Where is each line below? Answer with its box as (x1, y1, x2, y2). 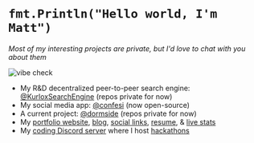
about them (8, 52, 47, 62)
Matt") (8, 21, 52, 36)
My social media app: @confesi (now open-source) (19, 100, 190, 109)
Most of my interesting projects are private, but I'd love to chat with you (8, 43, 246, 54)
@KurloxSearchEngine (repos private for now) (19, 91, 173, 101)
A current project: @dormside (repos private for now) (19, 109, 197, 118)
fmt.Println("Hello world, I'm (8, 6, 218, 22)
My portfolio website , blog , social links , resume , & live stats (19, 117, 216, 126)
